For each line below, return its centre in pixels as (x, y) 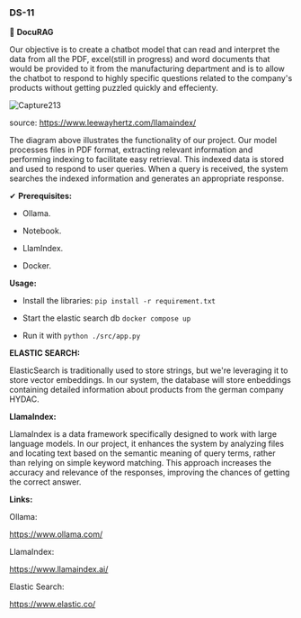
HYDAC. (24, 399)
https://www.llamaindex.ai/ (59, 569)
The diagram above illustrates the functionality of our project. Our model (143, 141)
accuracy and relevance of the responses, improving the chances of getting (150, 473)
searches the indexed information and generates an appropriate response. (147, 178)
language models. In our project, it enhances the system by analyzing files (147, 444)
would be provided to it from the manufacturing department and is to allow (147, 68)
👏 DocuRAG (31, 32)
